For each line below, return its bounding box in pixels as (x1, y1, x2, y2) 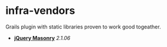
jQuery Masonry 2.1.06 (14, 34, 71, 41)
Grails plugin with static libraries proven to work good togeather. (5, 23, 161, 30)
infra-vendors (5, 4, 75, 17)
